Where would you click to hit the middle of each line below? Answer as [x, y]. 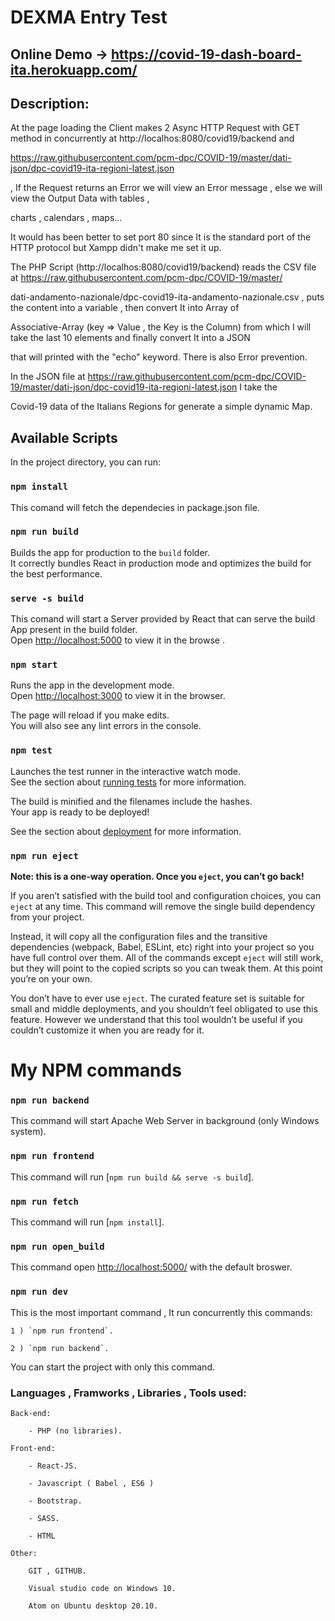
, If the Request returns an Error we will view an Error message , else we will [166, 188]
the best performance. [56, 573]
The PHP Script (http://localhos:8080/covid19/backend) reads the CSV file [163, 267]
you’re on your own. [51, 978]
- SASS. [44, 1518]
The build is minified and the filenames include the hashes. [131, 801]
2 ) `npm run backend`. [60, 1348]
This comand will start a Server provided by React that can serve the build [163, 619]
